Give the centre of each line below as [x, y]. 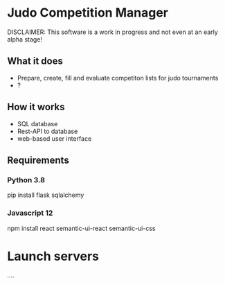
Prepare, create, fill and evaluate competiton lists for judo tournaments [118, 78]
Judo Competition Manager [88, 13]
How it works [36, 107]
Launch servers [53, 256]
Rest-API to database [47, 131]
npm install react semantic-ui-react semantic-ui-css [81, 228]
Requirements [38, 160]
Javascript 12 [30, 213]
